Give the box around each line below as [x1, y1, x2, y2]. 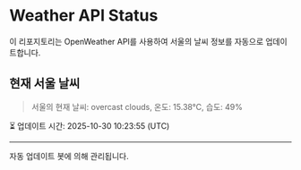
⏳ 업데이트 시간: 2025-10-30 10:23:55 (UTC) [9, 120, 170, 131]
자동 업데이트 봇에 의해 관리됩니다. [9, 150, 129, 161]
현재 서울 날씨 [9, 76, 81, 91]
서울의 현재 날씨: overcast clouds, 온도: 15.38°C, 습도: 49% [30, 101, 244, 112]
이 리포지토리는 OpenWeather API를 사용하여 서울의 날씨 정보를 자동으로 [9, 36, 264, 47]
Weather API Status [9, 5, 159, 26]
